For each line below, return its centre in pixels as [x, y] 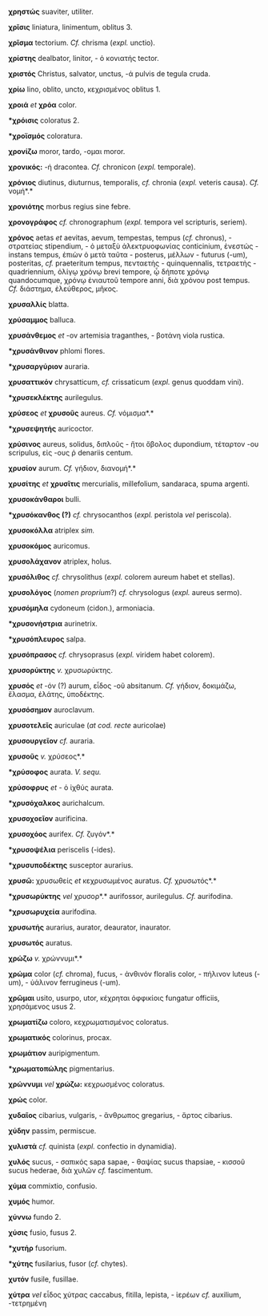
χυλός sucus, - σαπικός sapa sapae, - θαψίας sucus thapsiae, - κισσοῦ [127, 1162]
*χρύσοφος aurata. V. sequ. [55, 772]
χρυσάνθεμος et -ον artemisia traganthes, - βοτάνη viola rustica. [117, 335]
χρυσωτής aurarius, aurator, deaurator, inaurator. [90, 927]
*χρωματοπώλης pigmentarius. [61, 1069]
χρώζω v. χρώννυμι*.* [45, 958]
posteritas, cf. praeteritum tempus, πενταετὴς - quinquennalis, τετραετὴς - [132, 263]
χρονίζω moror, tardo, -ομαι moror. [67, 151]
